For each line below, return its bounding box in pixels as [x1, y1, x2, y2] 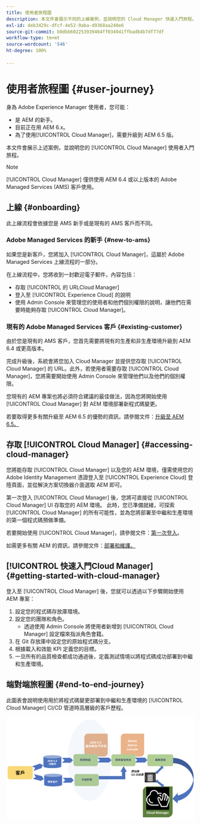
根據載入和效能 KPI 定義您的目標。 [14, 645, 100, 652]
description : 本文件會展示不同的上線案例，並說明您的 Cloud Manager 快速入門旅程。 [6, 16, 197, 22]
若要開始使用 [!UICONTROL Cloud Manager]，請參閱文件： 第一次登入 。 [6, 529, 183, 536]
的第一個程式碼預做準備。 [6, 516, 69, 523]
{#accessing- [141, 439, 193, 450]
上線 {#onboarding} [6, 203, 81, 213]
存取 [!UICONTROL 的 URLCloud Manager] [14, 284, 119, 291]
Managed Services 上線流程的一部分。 [6, 258, 101, 265]
